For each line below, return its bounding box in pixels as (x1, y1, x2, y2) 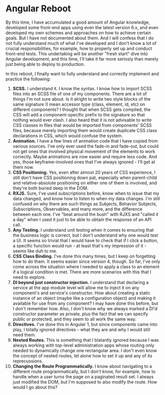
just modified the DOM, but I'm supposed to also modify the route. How (12, 379, 158, 385)
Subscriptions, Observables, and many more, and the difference (12, 206, 143, 212)
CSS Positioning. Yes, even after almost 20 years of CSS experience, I (12, 169, 156, 175)
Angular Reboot (5, 3, 71, 14)
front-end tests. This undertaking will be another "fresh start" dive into (5, 50, 148, 57)
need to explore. (12, 274, 46, 280)
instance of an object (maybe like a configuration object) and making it (12, 295, 156, 301)
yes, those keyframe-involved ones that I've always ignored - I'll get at (12, 159, 156, 165)
